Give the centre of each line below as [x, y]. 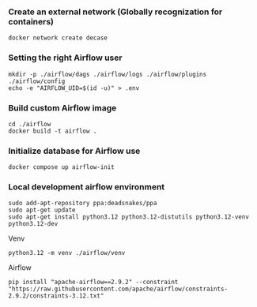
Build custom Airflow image [62, 107]
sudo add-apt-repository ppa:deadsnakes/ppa [83, 204]
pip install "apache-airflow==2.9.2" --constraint [93, 283]
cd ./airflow [30, 124]
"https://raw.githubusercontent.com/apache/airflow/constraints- [118, 289]
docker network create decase [58, 38]
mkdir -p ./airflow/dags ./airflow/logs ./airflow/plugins [108, 74]
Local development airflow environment [87, 187]
